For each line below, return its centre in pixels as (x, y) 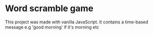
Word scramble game (49, 9)
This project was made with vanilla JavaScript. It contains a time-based (77, 22)
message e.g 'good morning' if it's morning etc (52, 27)
